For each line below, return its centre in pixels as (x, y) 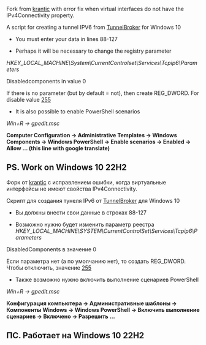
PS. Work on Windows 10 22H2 (67, 168)
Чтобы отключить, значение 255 (49, 267)
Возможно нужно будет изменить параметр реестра (85, 224)
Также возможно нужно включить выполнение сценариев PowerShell (107, 279)
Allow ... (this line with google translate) (58, 148)
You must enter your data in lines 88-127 (66, 39)
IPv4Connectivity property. (40, 15)
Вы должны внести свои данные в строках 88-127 (81, 212)
